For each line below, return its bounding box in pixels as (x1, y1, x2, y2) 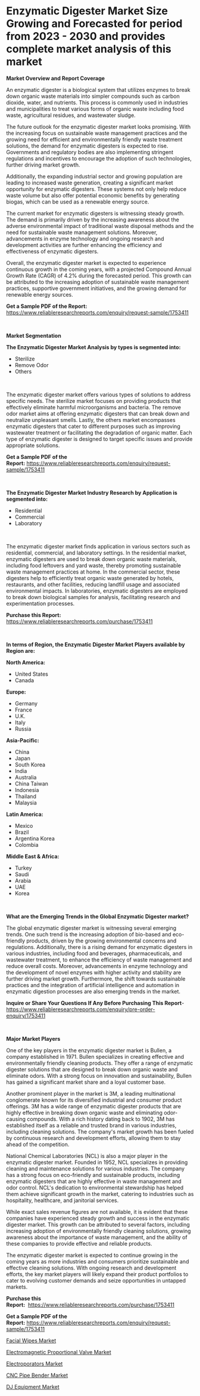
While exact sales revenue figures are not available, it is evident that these (6, 1208, 188, 1215)
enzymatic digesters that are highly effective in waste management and (6, 1178, 182, 1185)
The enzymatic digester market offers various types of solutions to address (6, 391, 191, 398)
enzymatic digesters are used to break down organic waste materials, (6, 555, 177, 562)
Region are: (6, 647, 36, 654)
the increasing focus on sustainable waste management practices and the (6, 130, 187, 137)
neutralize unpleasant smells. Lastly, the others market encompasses (6, 416, 176, 423)
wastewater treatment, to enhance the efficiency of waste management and (6, 956, 192, 963)
